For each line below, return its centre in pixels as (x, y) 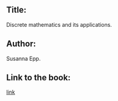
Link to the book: (38, 78)
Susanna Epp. (24, 58)
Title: (16, 10)
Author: (21, 44)
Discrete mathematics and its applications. (59, 24)
